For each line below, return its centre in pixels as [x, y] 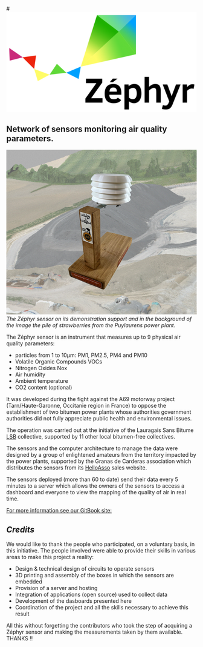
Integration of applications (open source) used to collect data [91, 595]
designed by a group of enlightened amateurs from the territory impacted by [101, 455]
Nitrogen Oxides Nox [41, 368]
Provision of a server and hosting [56, 588]
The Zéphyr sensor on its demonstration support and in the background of [99, 319]
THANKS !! [20, 639]
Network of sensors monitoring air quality [87, 129]
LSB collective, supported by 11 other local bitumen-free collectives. [91, 437]
